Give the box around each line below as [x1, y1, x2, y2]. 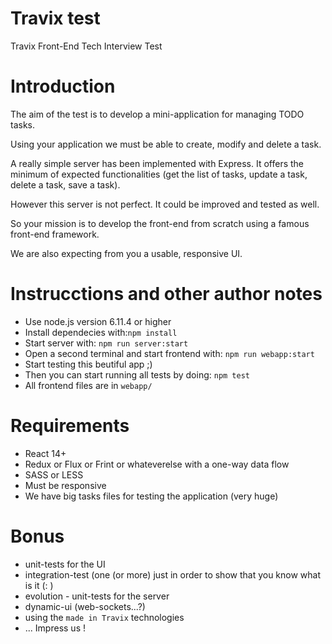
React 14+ [24, 447, 67, 459]
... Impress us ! [24, 622, 86, 634]
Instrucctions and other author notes [10, 283, 323, 306]
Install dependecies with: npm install [24, 326, 178, 338]
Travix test [10, 7, 101, 30]
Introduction [10, 75, 116, 98]
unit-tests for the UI [24, 558, 106, 570]
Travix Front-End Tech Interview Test [10, 40, 163, 52]
